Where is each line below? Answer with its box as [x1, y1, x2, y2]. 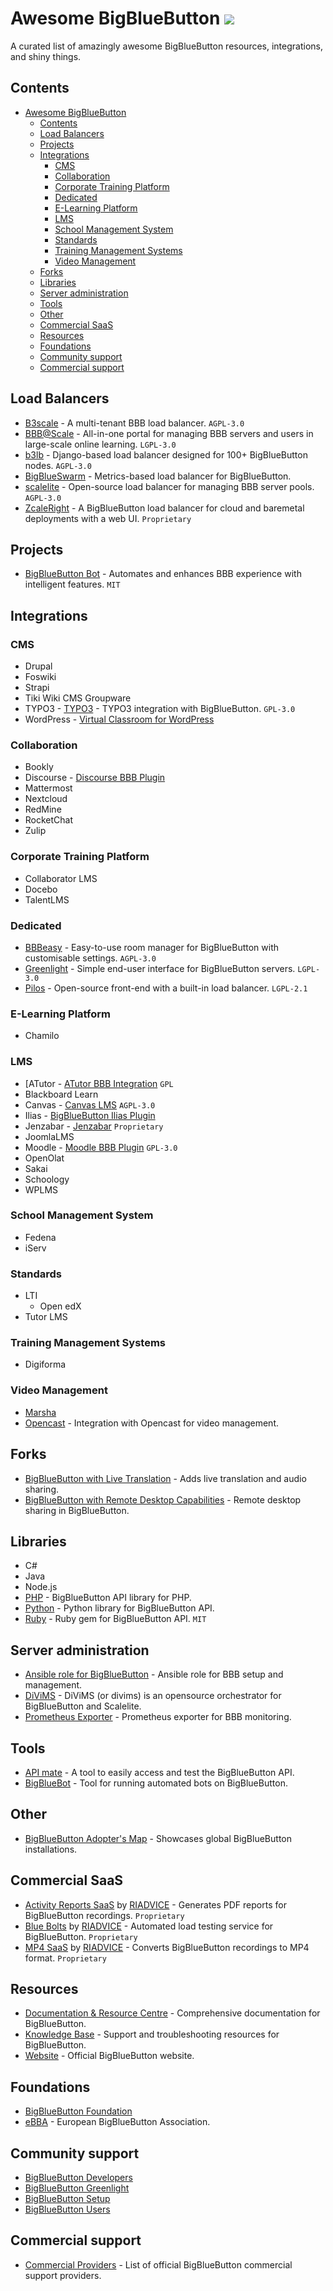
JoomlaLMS [24, 1130, 75, 1142]
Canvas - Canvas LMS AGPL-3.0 [24, 1098, 156, 1111]
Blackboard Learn [24, 1088, 99, 1100]
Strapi [24, 682, 50, 694]
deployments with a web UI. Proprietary [24, 512, 192, 524]
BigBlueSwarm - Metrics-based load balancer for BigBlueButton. [24, 470, 292, 482]
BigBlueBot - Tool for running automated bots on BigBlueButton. [24, 1777, 288, 1789]
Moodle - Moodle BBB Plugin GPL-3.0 [24, 1141, 178, 1153]
